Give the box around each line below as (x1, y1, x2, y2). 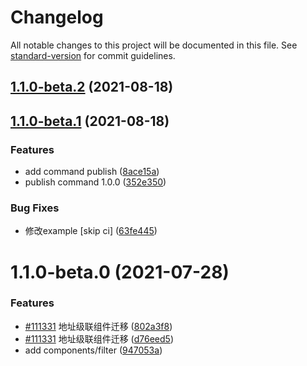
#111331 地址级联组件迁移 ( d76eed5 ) (24, 332, 175, 345)
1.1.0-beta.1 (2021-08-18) (10, 112, 170, 130)
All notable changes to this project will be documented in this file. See (10, 39, 298, 51)
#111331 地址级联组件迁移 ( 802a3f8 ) (24, 320, 173, 332)
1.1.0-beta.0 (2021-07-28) (10, 261, 230, 283)
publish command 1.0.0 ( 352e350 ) (24, 176, 167, 188)
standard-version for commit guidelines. (10, 49, 176, 61)
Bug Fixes (10, 201, 60, 215)
